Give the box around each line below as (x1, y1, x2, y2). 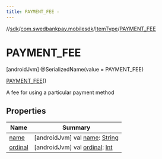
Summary (62, 123, 91, 132)
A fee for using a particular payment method (6, 89, 115, 96)
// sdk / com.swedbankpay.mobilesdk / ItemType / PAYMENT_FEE (6, 25, 156, 32)
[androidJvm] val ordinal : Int (34, 144, 113, 152)
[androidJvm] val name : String (34, 133, 119, 142)
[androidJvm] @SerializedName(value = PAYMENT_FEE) (6, 66, 144, 73)
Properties (6, 105, 46, 116)
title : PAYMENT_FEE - (6, 8, 60, 15)
